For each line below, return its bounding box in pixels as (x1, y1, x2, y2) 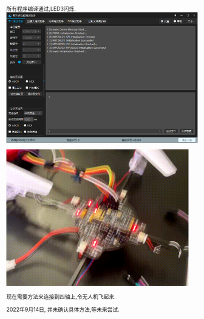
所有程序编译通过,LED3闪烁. (6, 5, 76, 13)
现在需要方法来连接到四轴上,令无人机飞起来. (6, 293, 117, 300)
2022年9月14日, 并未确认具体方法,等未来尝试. (6, 306, 120, 313)
